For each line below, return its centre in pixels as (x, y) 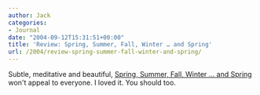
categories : (27, 23)
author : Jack (29, 15)
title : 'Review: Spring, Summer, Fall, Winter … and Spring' (110, 45)
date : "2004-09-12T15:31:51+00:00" (66, 37)
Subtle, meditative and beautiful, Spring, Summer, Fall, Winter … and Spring (130, 74)
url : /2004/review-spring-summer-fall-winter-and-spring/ (105, 52)
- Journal (24, 30)
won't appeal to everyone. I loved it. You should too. (92, 82)
